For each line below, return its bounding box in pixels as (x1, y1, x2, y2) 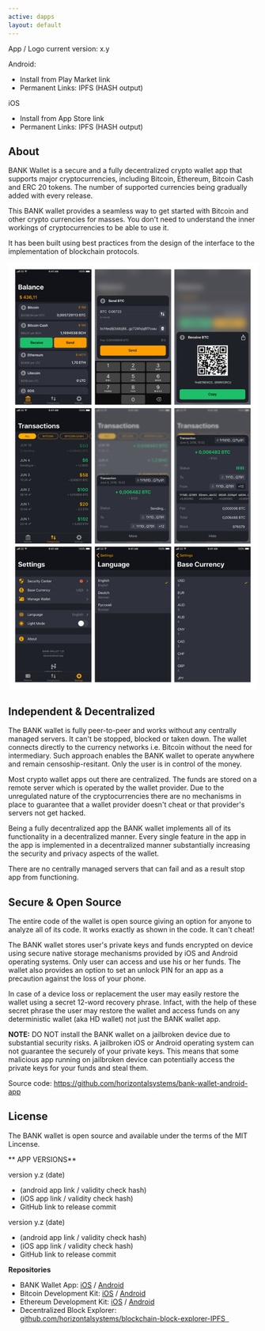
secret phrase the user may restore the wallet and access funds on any (8, 1005, 240, 1015)
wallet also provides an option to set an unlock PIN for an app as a (8, 965, 224, 974)
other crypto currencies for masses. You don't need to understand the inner (8, 214, 256, 225)
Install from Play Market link (19, 74, 111, 84)
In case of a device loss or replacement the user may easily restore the (8, 989, 240, 998)
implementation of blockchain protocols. (8, 247, 140, 256)
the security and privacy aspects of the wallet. (8, 849, 160, 858)
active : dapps (8, 13, 55, 21)
